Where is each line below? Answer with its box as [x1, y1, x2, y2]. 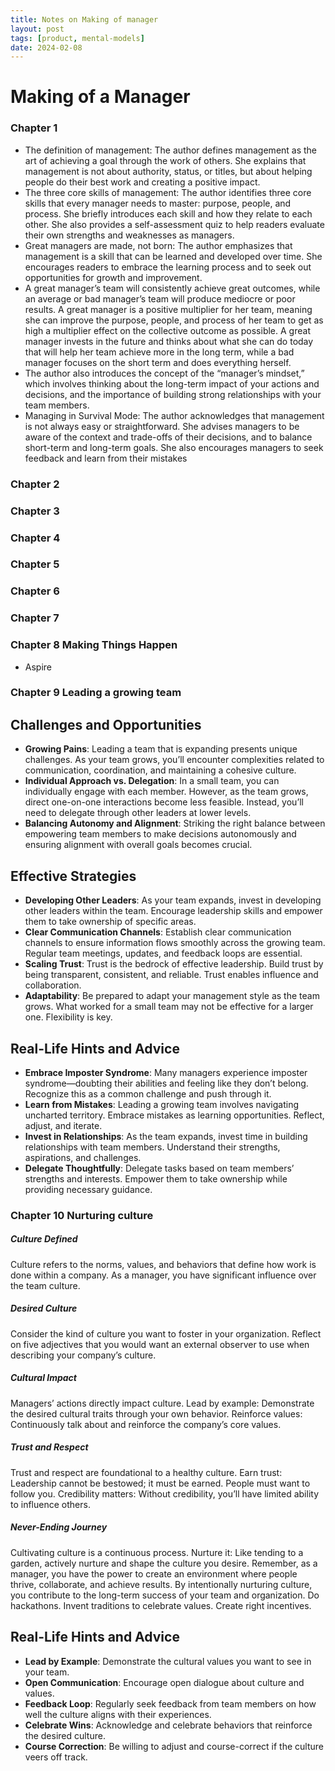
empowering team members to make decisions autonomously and [24, 828, 297, 840]
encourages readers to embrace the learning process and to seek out [24, 261, 312, 273]
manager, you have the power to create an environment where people [10, 1567, 298, 1580]
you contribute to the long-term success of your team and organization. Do [10, 1589, 320, 1601]
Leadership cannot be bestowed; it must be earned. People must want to [10, 1477, 311, 1489]
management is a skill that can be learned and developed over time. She [24, 250, 323, 262]
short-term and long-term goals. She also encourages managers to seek [24, 441, 324, 453]
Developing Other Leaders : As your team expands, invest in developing [24, 894, 322, 906]
